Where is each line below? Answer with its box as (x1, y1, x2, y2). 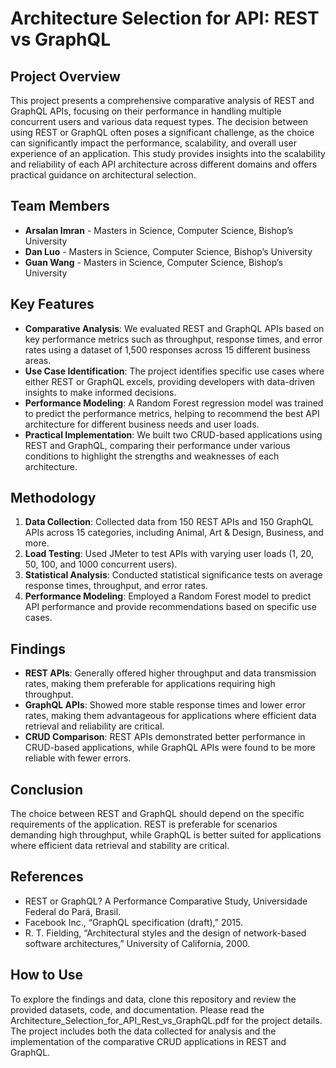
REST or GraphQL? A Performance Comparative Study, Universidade (24, 895, 308, 907)
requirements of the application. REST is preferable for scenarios (10, 818, 278, 831)
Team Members (10, 198, 110, 215)
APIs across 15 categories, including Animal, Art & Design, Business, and (24, 527, 324, 539)
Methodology (10, 490, 97, 507)
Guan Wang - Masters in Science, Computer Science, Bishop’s (24, 256, 283, 268)
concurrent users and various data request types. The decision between (10, 116, 309, 127)
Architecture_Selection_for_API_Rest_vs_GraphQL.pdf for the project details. (10, 1014, 323, 1026)
